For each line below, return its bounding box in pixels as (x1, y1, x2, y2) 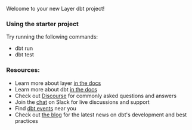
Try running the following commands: (6, 33, 98, 40)
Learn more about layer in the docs (14, 80, 101, 87)
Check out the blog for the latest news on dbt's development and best (14, 111, 187, 118)
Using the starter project (6, 20, 79, 28)
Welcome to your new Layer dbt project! (6, 5, 105, 12)
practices (14, 117, 39, 124)
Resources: (6, 66, 40, 74)
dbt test (14, 51, 35, 58)
